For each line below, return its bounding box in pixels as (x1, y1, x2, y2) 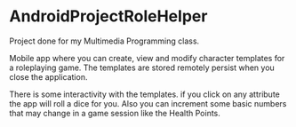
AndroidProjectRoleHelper (9, 6, 208, 27)
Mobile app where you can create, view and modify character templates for (9, 52, 285, 63)
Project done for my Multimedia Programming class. (9, 36, 200, 46)
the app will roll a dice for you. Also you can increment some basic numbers (9, 98, 287, 108)
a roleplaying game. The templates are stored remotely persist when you (9, 62, 276, 73)
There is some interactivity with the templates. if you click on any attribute (9, 89, 280, 99)
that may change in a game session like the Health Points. (9, 107, 220, 118)
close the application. (9, 71, 88, 82)
